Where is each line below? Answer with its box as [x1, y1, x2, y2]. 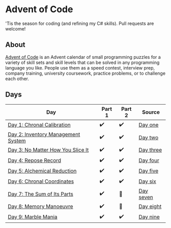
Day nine [138, 213, 160, 220]
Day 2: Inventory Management [8, 131, 80, 138]
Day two [138, 134, 159, 141]
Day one [138, 121, 159, 128]
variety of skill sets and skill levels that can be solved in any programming [5, 59, 160, 66]
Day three [138, 146, 162, 153]
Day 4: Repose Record [8, 157, 62, 164]
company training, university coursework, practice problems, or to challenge [5, 70, 166, 76]
